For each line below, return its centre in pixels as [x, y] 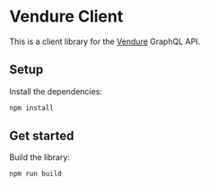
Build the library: [39, 157]
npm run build [36, 174]
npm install [31, 108]
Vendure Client [66, 17]
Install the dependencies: [56, 91]
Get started [42, 136]
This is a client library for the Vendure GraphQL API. [105, 41]
